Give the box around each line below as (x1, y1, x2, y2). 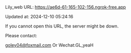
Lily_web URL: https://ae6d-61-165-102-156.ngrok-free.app (5, 4, 126, 10)
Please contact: (5, 33, 37, 38)
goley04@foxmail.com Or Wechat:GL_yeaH (5, 42, 94, 48)
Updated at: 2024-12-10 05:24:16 (5, 14, 74, 19)
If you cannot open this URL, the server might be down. (5, 23, 119, 29)
